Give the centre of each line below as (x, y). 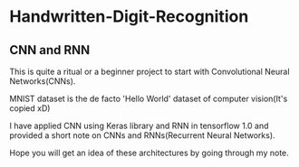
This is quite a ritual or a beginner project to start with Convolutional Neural (149, 71)
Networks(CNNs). (43, 81)
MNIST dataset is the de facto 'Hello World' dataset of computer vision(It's (149, 98)
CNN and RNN (50, 50)
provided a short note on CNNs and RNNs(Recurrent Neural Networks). (142, 135)
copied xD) (30, 108)
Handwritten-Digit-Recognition (129, 17)
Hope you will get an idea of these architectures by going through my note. (149, 153)
